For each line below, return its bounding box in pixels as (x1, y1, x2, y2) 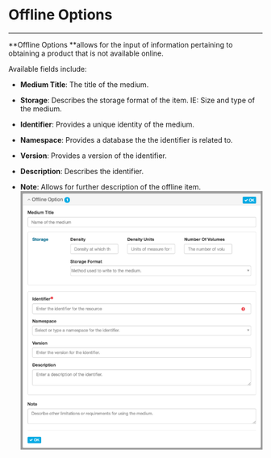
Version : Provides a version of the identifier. (19, 151, 167, 160)
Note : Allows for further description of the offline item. (19, 181, 202, 191)
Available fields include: (8, 64, 87, 73)
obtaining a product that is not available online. (8, 48, 164, 58)
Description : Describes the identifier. (19, 166, 144, 176)
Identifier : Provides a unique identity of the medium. (19, 119, 195, 129)
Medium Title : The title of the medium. (19, 79, 149, 90)
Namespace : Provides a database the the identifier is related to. (19, 135, 233, 144)
